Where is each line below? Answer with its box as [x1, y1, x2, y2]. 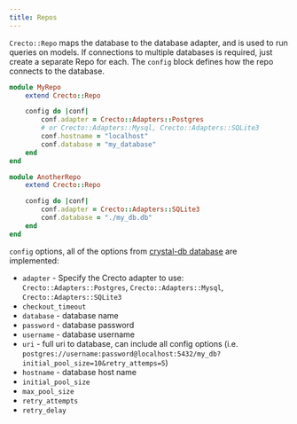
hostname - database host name [21, 366, 137, 377]
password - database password [21, 319, 135, 330]
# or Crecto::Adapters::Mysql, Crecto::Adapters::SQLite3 [41, 123, 260, 133]
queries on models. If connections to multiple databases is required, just [9, 46, 273, 58]
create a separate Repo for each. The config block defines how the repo [9, 56, 274, 67]
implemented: [9, 255, 59, 266]
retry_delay [21, 405, 66, 415]
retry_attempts [21, 397, 79, 405]
